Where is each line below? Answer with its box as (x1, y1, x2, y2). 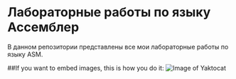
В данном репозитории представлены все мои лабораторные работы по (7, 42, 229, 51)
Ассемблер (7, 19, 80, 35)
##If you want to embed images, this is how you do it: (7, 63, 165, 72)
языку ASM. (7, 50, 43, 59)
